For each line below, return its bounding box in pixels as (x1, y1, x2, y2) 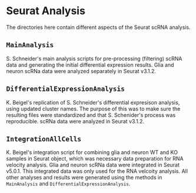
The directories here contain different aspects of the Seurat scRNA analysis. (6, 24, 191, 31)
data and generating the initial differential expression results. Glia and (6, 61, 174, 68)
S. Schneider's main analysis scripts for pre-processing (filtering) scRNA (6, 55, 182, 62)
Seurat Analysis (6, 4, 85, 18)
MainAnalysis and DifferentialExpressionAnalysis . (6, 180, 131, 187)
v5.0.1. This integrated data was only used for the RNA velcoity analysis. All (6, 168, 188, 175)
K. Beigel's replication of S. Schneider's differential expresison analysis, (6, 99, 180, 106)
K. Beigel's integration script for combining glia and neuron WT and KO (6, 149, 178, 156)
